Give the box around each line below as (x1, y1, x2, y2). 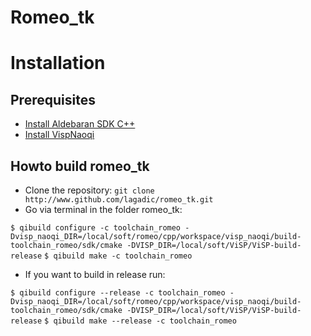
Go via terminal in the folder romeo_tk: (24, 204, 183, 215)
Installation (10, 52, 106, 75)
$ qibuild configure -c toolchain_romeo (10, 223, 182, 233)
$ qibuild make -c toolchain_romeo (44, 251, 193, 261)
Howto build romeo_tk (10, 157, 150, 175)
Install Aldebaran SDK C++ (24, 118, 136, 130)
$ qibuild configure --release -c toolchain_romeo (10, 288, 226, 298)
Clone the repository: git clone (24, 184, 155, 196)
